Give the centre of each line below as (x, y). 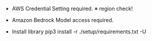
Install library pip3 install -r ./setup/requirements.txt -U (79, 31)
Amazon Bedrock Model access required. (63, 20)
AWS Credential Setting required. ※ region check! (72, 9)
